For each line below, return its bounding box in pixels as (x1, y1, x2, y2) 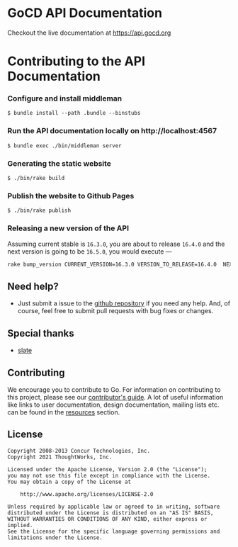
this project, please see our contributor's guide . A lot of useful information (7, 393, 224, 401)
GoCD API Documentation (7, 5, 163, 21)
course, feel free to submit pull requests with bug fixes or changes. (17, 307, 214, 315)
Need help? (7, 280, 59, 292)
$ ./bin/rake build (7, 175, 65, 182)
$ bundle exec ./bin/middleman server (7, 142, 122, 150)
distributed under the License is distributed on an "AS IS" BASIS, (7, 509, 214, 517)
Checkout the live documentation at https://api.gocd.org (7, 28, 171, 37)
